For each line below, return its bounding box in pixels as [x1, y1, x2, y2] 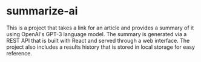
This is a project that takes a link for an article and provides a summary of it [6, 24, 194, 31]
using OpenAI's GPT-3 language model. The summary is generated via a [6, 30, 187, 37]
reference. [6, 49, 32, 57]
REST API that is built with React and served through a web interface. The [6, 37, 190, 44]
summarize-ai [6, 4, 78, 18]
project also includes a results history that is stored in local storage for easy [6, 43, 196, 51]
